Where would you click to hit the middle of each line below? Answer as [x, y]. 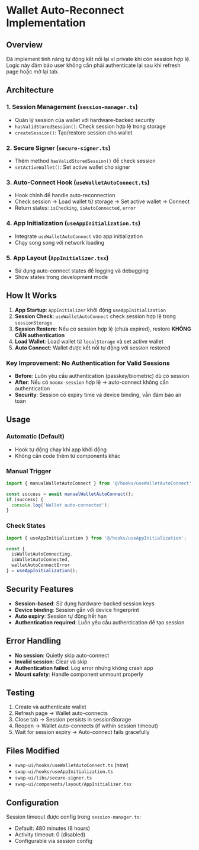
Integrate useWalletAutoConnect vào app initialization [79, 236]
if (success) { [25, 499]
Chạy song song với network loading [60, 242]
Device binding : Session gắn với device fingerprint [77, 610]
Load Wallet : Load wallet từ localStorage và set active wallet [89, 341]
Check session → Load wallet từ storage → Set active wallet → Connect [102, 201]
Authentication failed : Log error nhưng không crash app [84, 668]
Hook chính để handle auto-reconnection [65, 195]
